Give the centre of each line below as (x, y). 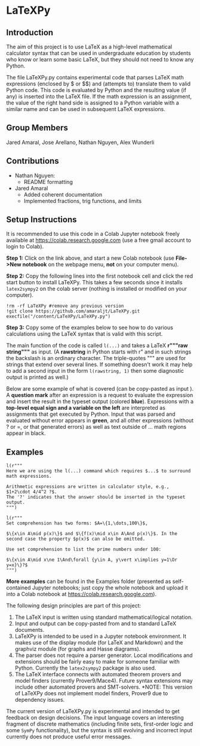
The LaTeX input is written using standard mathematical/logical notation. (104, 617)
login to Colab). (25, 247)
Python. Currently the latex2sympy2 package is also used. (85, 668)
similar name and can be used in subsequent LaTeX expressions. (86, 109)
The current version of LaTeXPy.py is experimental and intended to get (93, 711)
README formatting (48, 182)
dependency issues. (40, 700)
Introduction (30, 33)
